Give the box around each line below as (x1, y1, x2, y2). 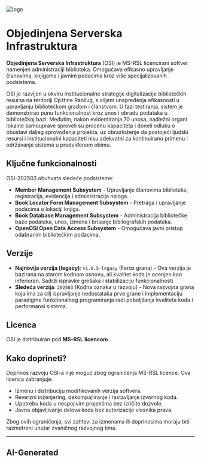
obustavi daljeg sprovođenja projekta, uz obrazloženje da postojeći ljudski (6, 128, 188, 135)
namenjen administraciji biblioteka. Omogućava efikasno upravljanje (6, 65, 174, 73)
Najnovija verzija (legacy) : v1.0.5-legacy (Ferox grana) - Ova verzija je (14, 264, 191, 272)
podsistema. (6, 78, 37, 85)
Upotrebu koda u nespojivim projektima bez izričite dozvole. (14, 400, 163, 407)
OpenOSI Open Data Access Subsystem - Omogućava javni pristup (14, 224, 184, 231)
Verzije (6, 248, 33, 258)
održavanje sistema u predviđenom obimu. (6, 141, 112, 148)
